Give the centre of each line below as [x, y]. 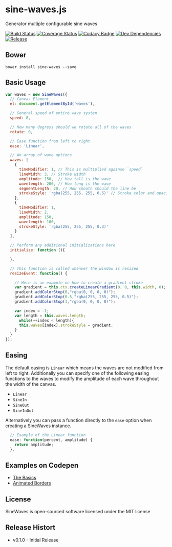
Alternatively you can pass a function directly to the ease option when [79, 420]
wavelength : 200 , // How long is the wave [65, 184]
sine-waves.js [36, 9]
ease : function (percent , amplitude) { [51, 440]
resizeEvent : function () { [39, 273]
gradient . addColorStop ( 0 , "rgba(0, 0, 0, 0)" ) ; [65, 292]
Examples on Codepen [42, 465]
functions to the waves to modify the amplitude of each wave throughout [82, 378]
